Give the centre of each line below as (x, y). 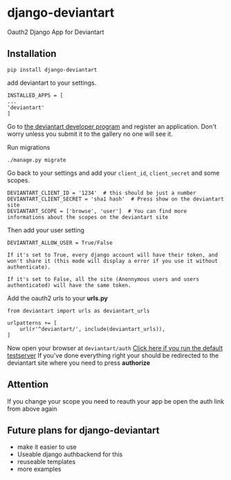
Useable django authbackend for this (70, 454)
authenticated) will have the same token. (69, 285)
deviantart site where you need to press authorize (79, 363)
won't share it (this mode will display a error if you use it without (112, 261)
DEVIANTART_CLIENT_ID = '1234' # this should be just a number (102, 193)
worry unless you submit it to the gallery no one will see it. (90, 134)
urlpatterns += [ (32, 323)
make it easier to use (47, 447)
